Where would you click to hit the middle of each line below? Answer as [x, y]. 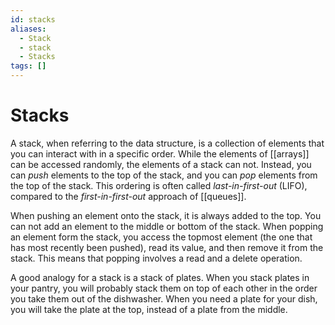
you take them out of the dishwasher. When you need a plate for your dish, [164, 298]
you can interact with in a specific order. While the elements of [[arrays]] [160, 153]
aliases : [28, 29]
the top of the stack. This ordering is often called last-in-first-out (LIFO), [159, 185]
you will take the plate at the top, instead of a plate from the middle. [149, 309]
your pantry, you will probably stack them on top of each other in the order [164, 288]
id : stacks [33, 19]
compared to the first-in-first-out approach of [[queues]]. [128, 196]
